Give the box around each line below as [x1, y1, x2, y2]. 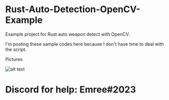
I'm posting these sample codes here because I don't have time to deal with [5, 41, 164, 47]
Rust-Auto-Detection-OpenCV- [5, 4, 141, 15]
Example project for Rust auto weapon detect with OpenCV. [5, 31, 130, 37]
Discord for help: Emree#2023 [5, 84, 136, 95]
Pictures [5, 56, 23, 62]
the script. [5, 46, 27, 52]
